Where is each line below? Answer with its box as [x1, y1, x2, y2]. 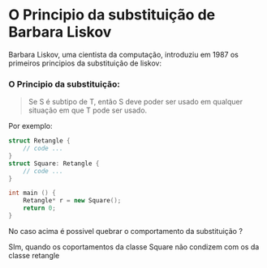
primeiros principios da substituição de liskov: [8, 58, 162, 68]
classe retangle [8, 250, 60, 260]
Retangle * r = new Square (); [23, 197, 122, 205]
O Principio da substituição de [8, 6, 216, 24]
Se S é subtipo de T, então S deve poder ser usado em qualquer [28, 97, 243, 107]
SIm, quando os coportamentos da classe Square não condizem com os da [8, 241, 260, 252]
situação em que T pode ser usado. [28, 105, 148, 115]
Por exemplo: [8, 121, 53, 131]
